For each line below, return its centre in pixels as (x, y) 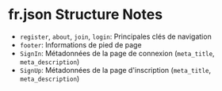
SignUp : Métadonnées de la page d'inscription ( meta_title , (115, 70)
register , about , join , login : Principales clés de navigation (115, 36)
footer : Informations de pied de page (80, 44)
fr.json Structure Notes (86, 15)
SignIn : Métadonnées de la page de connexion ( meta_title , (117, 53)
